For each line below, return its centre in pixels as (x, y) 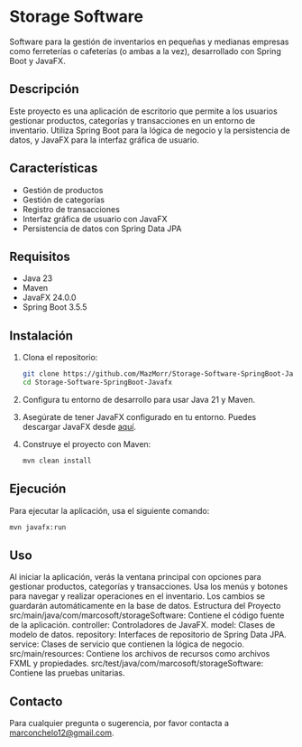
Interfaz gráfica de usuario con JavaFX (95, 219)
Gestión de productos (63, 190)
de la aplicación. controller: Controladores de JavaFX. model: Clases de (142, 625)
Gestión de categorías (64, 200)
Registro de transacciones (71, 209)
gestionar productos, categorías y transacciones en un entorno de (133, 120)
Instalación (41, 336)
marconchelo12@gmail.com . (62, 733)
